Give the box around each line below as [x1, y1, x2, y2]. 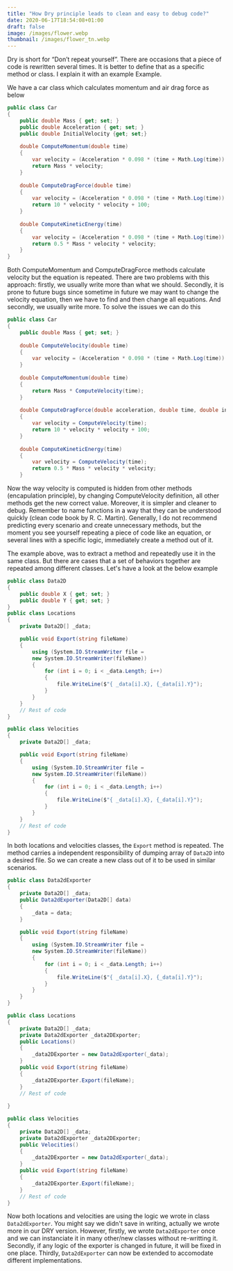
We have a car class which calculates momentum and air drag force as [7, 84, 209, 92]
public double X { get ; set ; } [19, 590, 110, 597]
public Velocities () [19, 1141, 79, 1148]
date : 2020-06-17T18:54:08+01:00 [7, 17, 104, 24]
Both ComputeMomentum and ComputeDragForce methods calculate [7, 266, 206, 274]
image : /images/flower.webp [7, 29, 89, 37]
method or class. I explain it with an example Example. [7, 70, 162, 79]
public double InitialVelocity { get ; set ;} [19, 130, 148, 137]
